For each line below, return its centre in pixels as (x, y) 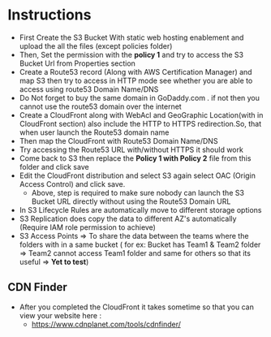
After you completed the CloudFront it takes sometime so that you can (137, 307)
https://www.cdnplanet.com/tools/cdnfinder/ (106, 324)
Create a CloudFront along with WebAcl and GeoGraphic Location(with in (141, 114)
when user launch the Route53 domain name (94, 132)
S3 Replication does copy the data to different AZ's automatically (128, 218)
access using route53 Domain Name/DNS (89, 89)
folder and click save (54, 166)
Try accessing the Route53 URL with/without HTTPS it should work (131, 149)
